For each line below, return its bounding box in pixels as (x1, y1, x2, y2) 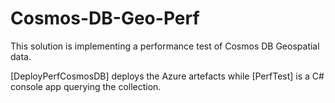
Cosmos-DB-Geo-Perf (10, 7, 200, 30)
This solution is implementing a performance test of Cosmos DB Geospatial (10, 40, 320, 52)
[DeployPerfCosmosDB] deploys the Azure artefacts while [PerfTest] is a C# (10, 70, 325, 82)
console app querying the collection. (10, 80, 162, 92)
